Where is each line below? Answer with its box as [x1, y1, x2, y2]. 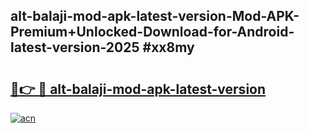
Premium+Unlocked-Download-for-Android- [10, 24, 295, 41]
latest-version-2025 [10, 39, 140, 56]
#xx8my [142, 39, 195, 56]
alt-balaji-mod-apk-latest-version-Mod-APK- [10, 8, 300, 25]
